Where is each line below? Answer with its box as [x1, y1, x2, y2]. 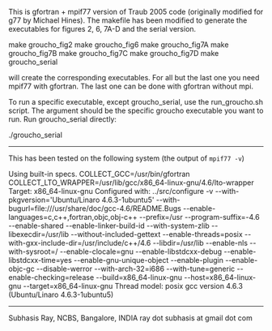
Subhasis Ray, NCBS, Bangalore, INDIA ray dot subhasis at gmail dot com [8, 313, 253, 323]
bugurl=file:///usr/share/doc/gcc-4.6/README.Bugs [8, 204, 182, 213]
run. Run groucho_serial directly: [8, 114, 117, 124]
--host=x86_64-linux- [184, 273, 257, 282]
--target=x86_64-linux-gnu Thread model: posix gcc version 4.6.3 [23, 282, 243, 290]
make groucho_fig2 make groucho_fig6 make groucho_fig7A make [8, 40, 229, 49]
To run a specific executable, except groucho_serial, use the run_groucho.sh [8, 97, 264, 106]
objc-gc [8, 264, 35, 273]
